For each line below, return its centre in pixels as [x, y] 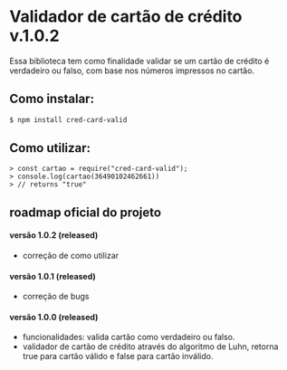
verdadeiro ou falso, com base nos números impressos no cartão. [132, 71]
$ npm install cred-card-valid [68, 119]
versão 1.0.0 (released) [54, 317]
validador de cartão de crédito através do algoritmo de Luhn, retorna [150, 346]
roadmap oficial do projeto [85, 212]
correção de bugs [56, 297]
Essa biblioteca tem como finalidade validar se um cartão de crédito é [139, 61]
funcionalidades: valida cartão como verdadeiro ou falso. [129, 337]
